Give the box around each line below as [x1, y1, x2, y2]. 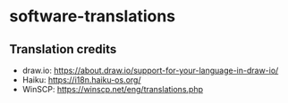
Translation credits [9, 42, 117, 57]
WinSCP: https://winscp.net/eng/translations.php [21, 84, 204, 94]
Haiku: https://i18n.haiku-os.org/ [21, 75, 141, 85]
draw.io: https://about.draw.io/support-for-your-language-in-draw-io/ [21, 65, 279, 75]
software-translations [9, 6, 176, 27]
